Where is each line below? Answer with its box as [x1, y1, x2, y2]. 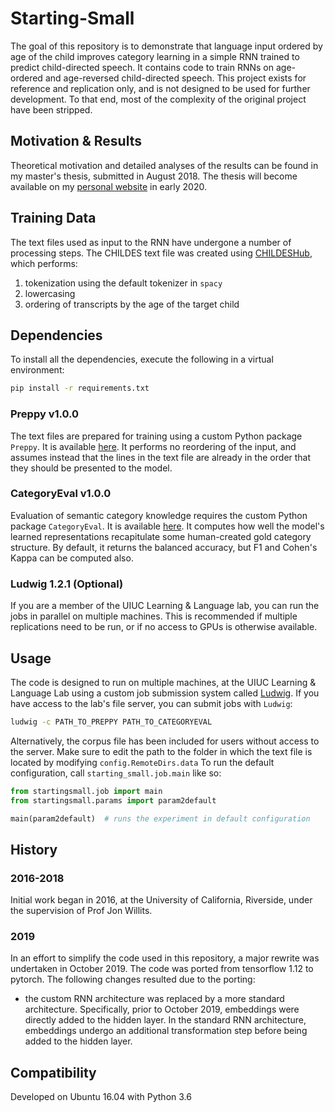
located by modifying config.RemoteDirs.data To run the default [10, 756, 275, 768]
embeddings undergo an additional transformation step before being [24, 1025, 308, 1037]
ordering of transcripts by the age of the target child [24, 298, 240, 310]
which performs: [10, 257, 78, 269]
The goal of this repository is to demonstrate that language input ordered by [10, 40, 323, 52]
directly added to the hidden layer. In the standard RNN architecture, [24, 1014, 307, 1026]
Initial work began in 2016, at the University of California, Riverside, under [10, 894, 313, 906]
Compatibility [10, 1064, 97, 1081]
